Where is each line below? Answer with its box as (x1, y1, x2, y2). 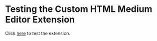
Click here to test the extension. (5, 30, 71, 36)
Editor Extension (5, 14, 75, 25)
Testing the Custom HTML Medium (5, 3, 153, 15)
